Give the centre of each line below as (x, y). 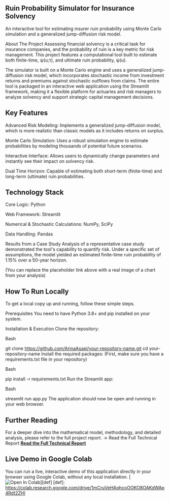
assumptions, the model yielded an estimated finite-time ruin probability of (83, 255)
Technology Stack (35, 193)
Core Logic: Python (25, 204)
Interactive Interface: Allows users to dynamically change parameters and (82, 156)
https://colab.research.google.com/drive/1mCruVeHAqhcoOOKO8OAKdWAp (85, 487)
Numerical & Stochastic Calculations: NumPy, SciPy (59, 224)
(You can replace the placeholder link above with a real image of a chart (80, 270)
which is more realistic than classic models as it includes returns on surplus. (85, 130)
